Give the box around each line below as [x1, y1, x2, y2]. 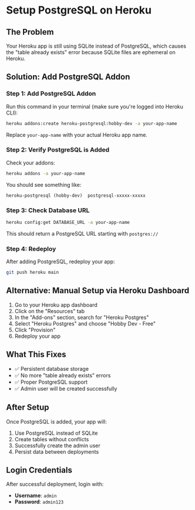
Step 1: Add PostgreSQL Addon [6, 89, 96, 98]
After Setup [6, 402, 49, 412]
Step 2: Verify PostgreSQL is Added [6, 146, 110, 154]
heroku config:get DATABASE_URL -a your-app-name [6, 220, 130, 226]
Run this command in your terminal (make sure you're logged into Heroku [6, 103, 184, 110]
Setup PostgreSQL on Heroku [6, 4, 152, 17]
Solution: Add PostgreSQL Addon [6, 72, 130, 82]
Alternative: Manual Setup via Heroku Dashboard [6, 286, 190, 296]
